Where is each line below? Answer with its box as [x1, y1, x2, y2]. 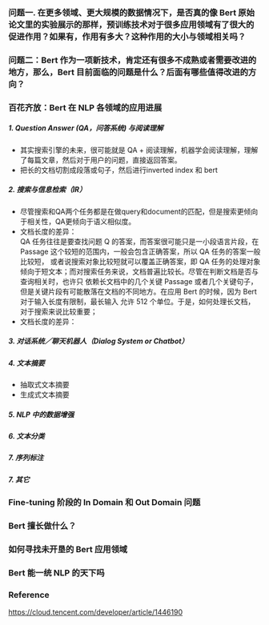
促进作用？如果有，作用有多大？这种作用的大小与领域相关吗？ [8, 30, 247, 42]
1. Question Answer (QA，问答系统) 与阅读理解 [8, 123, 164, 133]
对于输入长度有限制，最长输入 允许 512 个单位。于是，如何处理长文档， [19, 296, 255, 306]
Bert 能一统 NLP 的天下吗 [8, 567, 105, 578]
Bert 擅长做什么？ [8, 520, 77, 531]
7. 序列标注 [8, 453, 44, 463]
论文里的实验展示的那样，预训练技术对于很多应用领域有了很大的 [8, 18, 255, 30]
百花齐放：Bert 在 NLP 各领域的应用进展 [8, 102, 163, 113]
